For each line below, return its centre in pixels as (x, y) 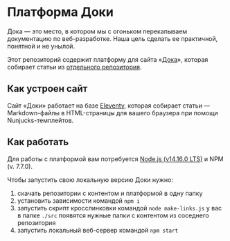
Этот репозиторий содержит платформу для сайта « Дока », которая (108, 59)
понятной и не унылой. (41, 46)
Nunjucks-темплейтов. (41, 120)
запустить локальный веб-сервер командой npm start (98, 230)
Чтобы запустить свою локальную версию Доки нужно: (90, 180)
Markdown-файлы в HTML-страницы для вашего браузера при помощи (113, 113)
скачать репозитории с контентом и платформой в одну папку (110, 193)
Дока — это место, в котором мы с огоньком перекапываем (97, 31)
